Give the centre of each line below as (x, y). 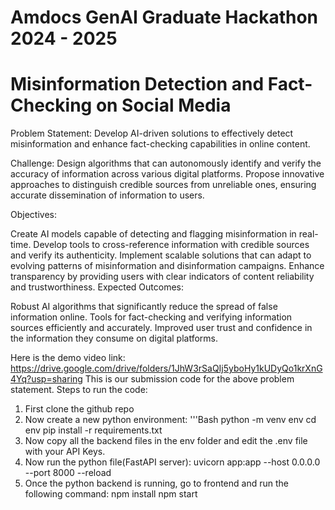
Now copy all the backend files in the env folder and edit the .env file (166, 441)
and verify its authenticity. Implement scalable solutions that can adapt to (161, 255)
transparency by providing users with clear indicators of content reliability (162, 277)
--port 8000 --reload (68, 473)
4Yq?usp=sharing (46, 379)
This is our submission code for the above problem (189, 379)
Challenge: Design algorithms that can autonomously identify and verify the (166, 163)
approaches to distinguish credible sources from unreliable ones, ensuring (163, 185)
